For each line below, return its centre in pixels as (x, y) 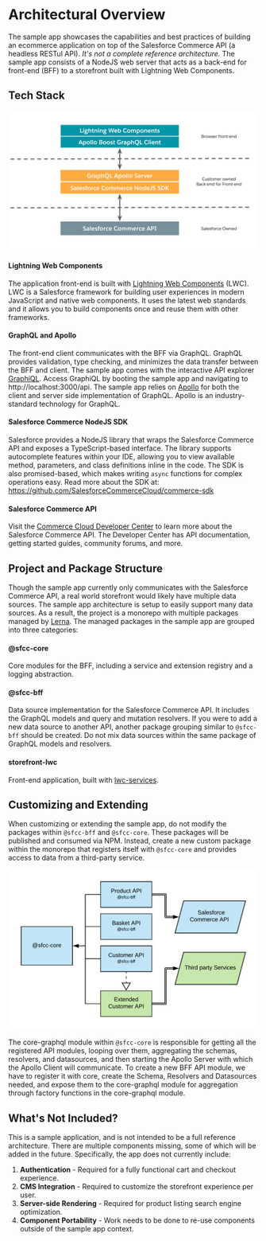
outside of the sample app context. (77, 1229)
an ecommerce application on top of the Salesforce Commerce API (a (122, 45)
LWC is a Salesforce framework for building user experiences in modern (126, 291)
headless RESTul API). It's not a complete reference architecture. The (122, 53)
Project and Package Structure (85, 568)
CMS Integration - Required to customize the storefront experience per (137, 1187)
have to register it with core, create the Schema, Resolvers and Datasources (133, 1076)
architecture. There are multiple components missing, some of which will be (132, 1146)
